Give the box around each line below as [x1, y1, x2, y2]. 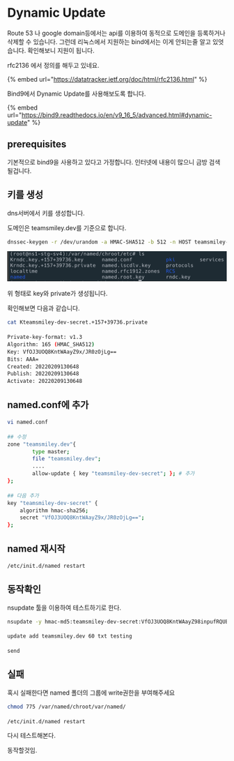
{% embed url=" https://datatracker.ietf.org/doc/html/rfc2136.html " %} [7, 75, 208, 83]
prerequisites [7, 138, 67, 151]
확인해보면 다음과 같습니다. [7, 304, 80, 312]
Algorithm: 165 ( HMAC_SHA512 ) [7, 340, 95, 348]
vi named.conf [7, 419, 49, 426]
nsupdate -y [7, 618, 42, 625]
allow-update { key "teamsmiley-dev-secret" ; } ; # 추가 [32, 470, 195, 477]
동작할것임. [7, 746, 38, 755]
